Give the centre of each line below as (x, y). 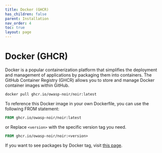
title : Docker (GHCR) (27, 10)
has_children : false (26, 14)
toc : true (15, 28)
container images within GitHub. (37, 85)
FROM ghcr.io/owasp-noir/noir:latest (43, 117)
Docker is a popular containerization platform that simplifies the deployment (81, 70)
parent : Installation (27, 19)
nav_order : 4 (18, 23)
